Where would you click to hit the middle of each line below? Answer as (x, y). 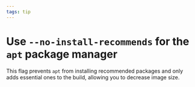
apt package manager (62, 54)
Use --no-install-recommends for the (98, 41)
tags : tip (19, 12)
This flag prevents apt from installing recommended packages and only (95, 71)
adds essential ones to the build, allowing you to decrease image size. (93, 77)
